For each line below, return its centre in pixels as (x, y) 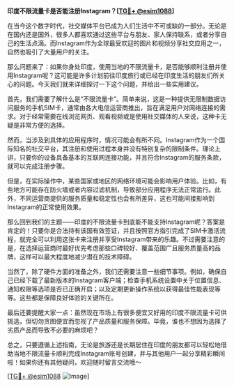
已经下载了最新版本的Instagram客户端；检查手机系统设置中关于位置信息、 (119, 280)
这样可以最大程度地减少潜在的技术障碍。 (77, 257)
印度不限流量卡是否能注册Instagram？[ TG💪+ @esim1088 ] (91, 11)
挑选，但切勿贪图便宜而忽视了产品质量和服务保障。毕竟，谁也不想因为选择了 (117, 321)
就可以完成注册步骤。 (38, 166)
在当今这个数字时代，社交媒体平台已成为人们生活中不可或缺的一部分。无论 (114, 26)
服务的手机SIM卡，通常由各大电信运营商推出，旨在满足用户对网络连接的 (116, 108)
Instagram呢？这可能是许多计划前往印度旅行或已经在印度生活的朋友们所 (116, 75)
